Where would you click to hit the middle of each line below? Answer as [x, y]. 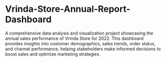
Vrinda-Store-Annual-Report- [68, 9]
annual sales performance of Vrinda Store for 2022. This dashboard [74, 38]
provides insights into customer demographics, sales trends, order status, [81, 43]
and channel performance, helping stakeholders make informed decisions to [83, 49]
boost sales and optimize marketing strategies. [53, 54]
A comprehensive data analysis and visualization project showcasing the [79, 33]
